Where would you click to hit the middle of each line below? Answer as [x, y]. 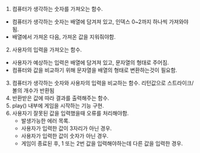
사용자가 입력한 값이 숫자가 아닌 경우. [65, 136]
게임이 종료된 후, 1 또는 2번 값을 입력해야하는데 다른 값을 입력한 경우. [102, 143]
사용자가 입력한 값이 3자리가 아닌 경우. [66, 128]
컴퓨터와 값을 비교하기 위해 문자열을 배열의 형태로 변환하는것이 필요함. [95, 70]
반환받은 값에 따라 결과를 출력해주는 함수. [61, 98]
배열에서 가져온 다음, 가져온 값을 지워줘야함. [64, 37]
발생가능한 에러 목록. [45, 121]
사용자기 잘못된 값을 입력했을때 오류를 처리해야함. [70, 113]
